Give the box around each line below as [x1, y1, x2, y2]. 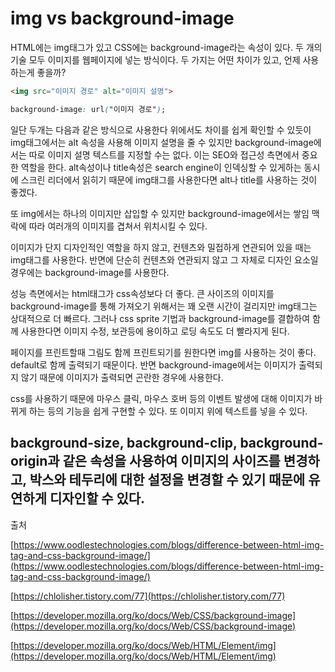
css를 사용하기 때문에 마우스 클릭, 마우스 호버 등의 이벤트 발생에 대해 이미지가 [10, 392, 313, 404]
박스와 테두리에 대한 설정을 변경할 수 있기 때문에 [29, 472, 306, 489]
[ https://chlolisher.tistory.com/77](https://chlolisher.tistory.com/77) [10, 590, 286, 602]
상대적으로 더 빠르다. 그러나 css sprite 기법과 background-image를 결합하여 [10, 312, 311, 324]
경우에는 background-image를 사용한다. [10, 266, 170, 278]
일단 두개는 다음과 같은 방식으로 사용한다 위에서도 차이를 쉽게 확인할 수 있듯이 [10, 123, 312, 136]
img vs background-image [10, 7, 235, 30]
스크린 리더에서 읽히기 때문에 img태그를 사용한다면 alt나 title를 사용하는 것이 [20, 173, 318, 186]
